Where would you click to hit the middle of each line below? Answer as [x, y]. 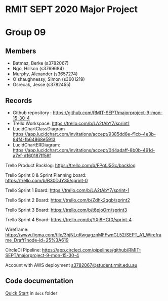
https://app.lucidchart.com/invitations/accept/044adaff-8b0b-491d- [84, 150]
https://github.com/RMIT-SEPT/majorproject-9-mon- [108, 113]
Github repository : [32, 113]
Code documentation [39, 281]
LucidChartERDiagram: [36, 145]
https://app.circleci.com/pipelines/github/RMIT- [92, 250]
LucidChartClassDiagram [38, 129]
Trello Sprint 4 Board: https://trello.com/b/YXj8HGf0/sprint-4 [69, 220]
